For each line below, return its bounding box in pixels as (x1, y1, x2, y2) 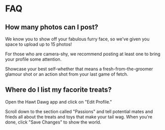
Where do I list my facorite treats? (5, 86, 112, 94)
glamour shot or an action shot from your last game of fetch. (5, 71, 128, 77)
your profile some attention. (5, 56, 62, 62)
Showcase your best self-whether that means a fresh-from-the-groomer (5, 66, 153, 72)
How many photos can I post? (5, 23, 99, 31)
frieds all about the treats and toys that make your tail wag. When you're (5, 114, 153, 120)
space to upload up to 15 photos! (5, 41, 72, 47)
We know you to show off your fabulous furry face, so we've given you (5, 36, 150, 42)
